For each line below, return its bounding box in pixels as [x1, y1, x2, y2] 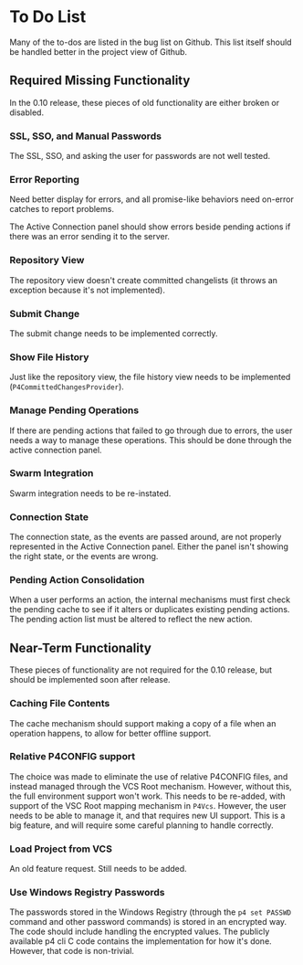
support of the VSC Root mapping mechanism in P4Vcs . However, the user [9, 800, 287, 811]
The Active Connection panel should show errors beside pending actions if [9, 221, 291, 232]
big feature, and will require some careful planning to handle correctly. [9, 820, 274, 831]
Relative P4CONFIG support [9, 750, 135, 763]
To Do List [9, 6, 87, 27]
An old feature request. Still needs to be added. [9, 864, 187, 875]
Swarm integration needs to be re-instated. [9, 487, 172, 499]
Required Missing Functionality [9, 73, 191, 89]
